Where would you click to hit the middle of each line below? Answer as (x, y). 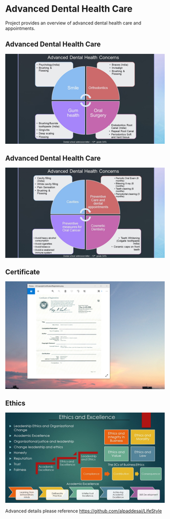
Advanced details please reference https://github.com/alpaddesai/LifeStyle (83, 511)
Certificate (23, 272)
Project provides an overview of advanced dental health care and (73, 23)
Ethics (15, 403)
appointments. (20, 28)
